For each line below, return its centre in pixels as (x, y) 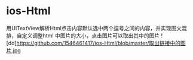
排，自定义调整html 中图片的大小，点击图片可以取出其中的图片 (83, 35)
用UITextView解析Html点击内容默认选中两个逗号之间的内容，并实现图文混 (96, 28)
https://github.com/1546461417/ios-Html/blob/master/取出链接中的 (99, 43)
